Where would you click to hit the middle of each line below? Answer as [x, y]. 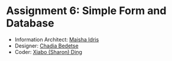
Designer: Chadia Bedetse [46, 46]
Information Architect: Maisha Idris [57, 39]
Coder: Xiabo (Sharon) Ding [48, 52]
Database [30, 23]
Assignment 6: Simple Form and [86, 11]
